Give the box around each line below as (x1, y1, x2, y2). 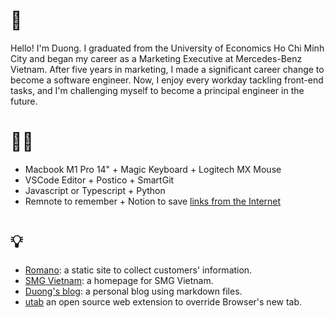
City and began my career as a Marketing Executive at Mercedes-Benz (10, 52, 303, 64)
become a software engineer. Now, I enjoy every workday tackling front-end (10, 74, 324, 86)
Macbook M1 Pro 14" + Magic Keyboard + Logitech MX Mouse (24, 163, 282, 175)
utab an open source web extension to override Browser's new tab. (24, 295, 303, 308)
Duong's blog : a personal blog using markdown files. (24, 285, 243, 297)
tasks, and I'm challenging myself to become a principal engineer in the (10, 84, 305, 96)
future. (10, 95, 38, 107)
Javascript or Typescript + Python (24, 184, 166, 196)
